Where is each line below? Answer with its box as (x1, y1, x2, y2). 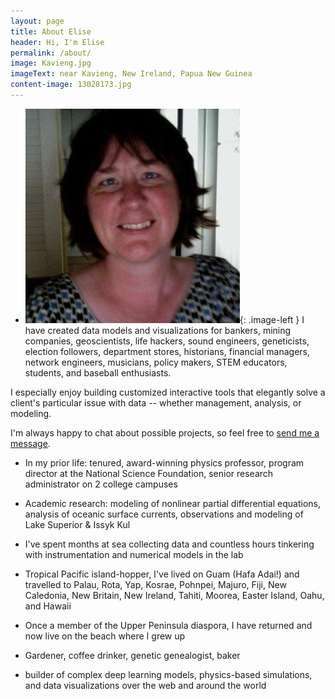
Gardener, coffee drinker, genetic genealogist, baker (24, 649, 241, 661)
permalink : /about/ (10, 48, 92, 58)
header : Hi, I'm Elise (10, 37, 105, 47)
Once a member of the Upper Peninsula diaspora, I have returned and (24, 619, 313, 631)
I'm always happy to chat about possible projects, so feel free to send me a (10, 426, 320, 439)
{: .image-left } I (239, 313, 305, 325)
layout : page (10, 16, 65, 26)
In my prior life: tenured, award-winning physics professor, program (24, 456, 305, 469)
